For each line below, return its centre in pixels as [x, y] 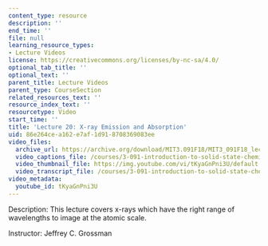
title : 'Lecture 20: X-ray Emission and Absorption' [98, 127]
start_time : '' [33, 120]
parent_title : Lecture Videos [59, 82]
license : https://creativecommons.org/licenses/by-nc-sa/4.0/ [114, 61]
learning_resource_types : [51, 46]
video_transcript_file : [55, 172]
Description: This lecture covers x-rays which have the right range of [122, 209]
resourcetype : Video [43, 113]
